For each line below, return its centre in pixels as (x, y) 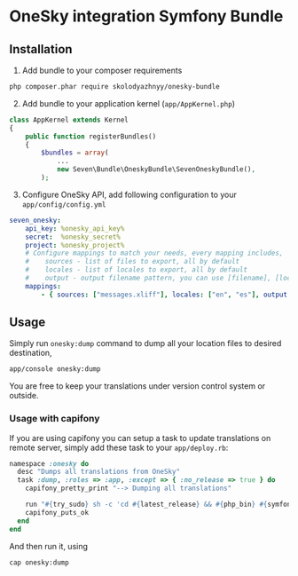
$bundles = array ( (75, 153)
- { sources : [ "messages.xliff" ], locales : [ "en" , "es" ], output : (166, 295)
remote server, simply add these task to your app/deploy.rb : (119, 447)
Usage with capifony (55, 419)
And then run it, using (49, 546)
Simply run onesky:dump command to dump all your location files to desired (145, 343)
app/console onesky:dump (55, 369)
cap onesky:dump (39, 562)
